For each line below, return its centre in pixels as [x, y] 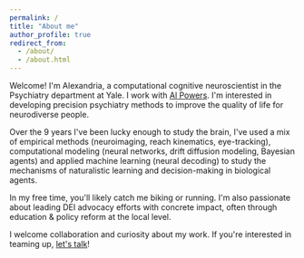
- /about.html [44, 60]
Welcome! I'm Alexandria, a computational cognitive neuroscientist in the [146, 86]
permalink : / [34, 18]
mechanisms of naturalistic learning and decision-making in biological [140, 170]
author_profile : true [50, 34]
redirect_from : [38, 43]
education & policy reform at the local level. [90, 217]
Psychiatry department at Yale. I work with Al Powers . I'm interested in [141, 95]
